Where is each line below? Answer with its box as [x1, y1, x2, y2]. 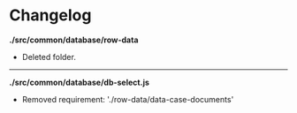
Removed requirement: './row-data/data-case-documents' [21, 94, 234, 104]
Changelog [9, 5, 92, 26]
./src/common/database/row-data [9, 34, 139, 45]
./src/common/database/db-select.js [9, 77, 150, 87]
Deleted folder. [21, 51, 77, 62]
